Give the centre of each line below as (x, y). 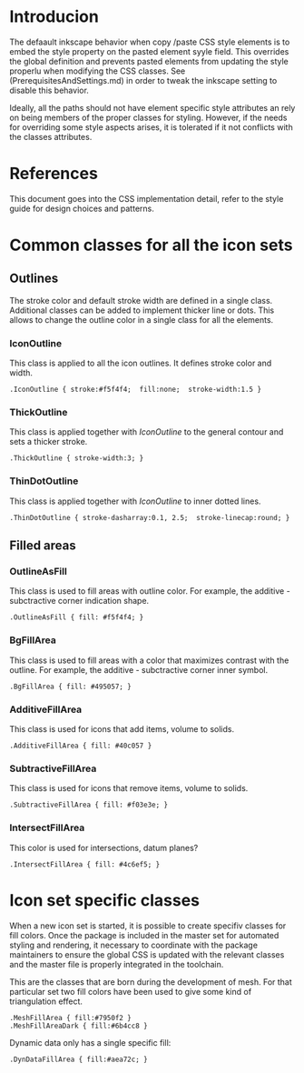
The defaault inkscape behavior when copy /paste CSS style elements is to (150, 42)
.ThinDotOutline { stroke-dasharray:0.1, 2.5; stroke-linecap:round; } (150, 517)
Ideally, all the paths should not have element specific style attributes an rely (152, 107)
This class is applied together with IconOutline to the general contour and (147, 432)
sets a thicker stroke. (49, 442)
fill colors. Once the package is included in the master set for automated (144, 935)
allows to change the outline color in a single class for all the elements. (142, 319)
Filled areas (43, 546)
